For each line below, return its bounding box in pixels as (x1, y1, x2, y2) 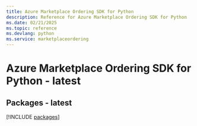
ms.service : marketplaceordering (6, 36, 89, 42)
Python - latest (6, 75, 81, 88)
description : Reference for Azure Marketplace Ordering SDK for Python (6, 14, 187, 20)
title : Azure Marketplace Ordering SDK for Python (6, 8, 134, 15)
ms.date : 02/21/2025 (6, 20, 58, 25)
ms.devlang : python (6, 31, 55, 37)
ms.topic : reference (6, 25, 58, 31)
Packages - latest (6, 98, 72, 108)
